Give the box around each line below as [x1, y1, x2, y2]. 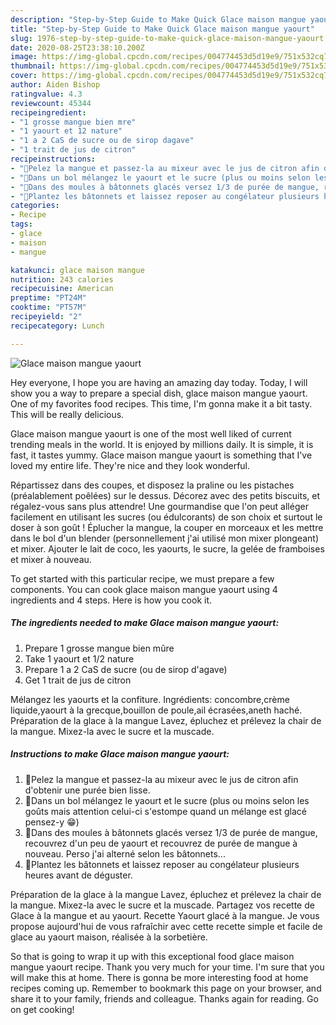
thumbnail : [10, 61, 56, 71]
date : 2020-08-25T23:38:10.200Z [10, 42, 145, 53]
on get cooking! [10, 1003, 75, 1015]
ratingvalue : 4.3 [10, 89, 83, 99]
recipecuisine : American [10, 284, 114, 294]
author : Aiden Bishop [10, 80, 101, 90]
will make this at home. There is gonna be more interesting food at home [10, 971, 309, 983]
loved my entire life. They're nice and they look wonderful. [10, 459, 251, 471]
